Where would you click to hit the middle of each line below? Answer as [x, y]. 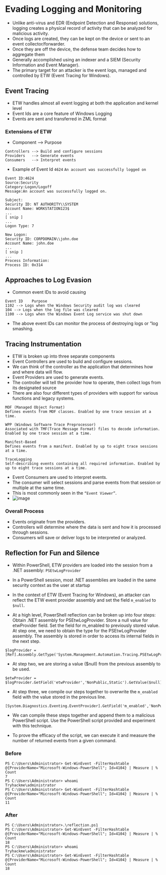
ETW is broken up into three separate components [63, 356]
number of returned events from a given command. [64, 740]
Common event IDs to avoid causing [49, 292]
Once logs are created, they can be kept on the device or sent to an [81, 39]
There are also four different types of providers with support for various [85, 393]
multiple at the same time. [39, 488]
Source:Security [22, 183]
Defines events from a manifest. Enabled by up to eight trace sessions [82, 446]
